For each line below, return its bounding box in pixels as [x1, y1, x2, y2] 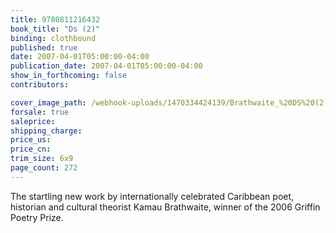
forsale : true [10, 107, 70, 117]
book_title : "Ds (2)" [10, 24, 101, 34]
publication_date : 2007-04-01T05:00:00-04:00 [10, 61, 203, 71]
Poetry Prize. [10, 211, 64, 223]
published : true [10, 42, 78, 53]
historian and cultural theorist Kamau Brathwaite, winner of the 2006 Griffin [10, 201, 321, 213]
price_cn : [10, 144, 52, 155]
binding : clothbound [10, 33, 97, 43]
